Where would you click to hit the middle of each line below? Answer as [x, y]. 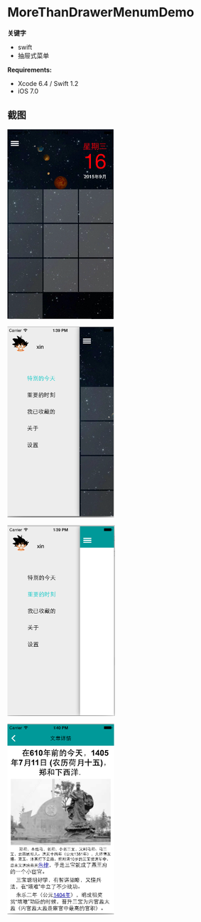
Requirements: [29, 70]
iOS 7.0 [28, 91]
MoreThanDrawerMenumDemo [101, 12]
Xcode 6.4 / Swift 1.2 [48, 83]
